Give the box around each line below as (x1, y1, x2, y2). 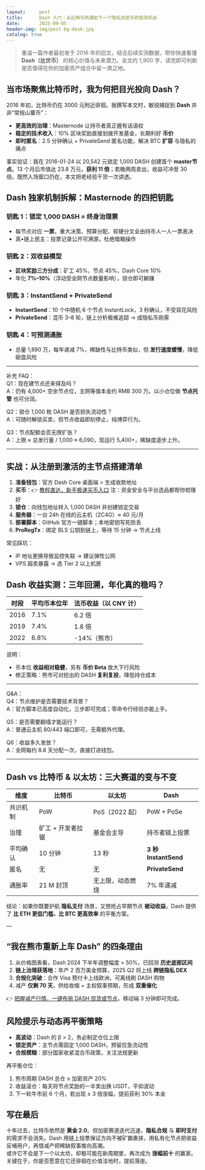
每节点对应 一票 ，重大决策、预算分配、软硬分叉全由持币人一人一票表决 (15, 227, 193, 235)
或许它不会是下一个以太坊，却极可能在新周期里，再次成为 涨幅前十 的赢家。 (6, 1150, 196, 1157)
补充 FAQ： (6, 372, 35, 379)
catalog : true (6, 32, 43, 38)
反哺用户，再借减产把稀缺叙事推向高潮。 (6, 1142, 108, 1149)
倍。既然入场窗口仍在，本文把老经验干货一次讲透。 (6, 173, 135, 180)
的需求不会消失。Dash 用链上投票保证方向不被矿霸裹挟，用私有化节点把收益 (6, 1135, 197, 1142)
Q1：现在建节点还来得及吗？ (6, 380, 77, 387)
